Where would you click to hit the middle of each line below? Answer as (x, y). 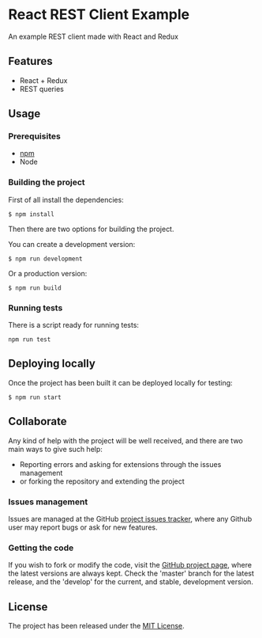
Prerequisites (34, 136)
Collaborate (37, 422)
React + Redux (43, 80)
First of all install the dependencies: (66, 199)
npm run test (30, 340)
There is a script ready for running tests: (74, 325)
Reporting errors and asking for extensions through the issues (120, 464)
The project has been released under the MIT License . (97, 626)
